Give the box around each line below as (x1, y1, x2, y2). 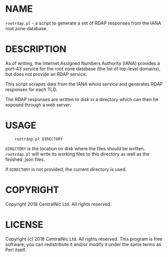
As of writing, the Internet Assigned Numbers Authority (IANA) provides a (5, 60, 160, 66)
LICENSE (5, 219, 44, 230)
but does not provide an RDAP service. (5, 71, 87, 77)
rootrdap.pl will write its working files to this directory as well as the (5, 151, 150, 157)
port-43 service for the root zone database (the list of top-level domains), (5, 65, 160, 72)
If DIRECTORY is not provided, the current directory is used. (5, 166, 127, 172)
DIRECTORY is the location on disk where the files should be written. (5, 145, 145, 151)
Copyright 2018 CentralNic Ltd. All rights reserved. (5, 201, 112, 207)
